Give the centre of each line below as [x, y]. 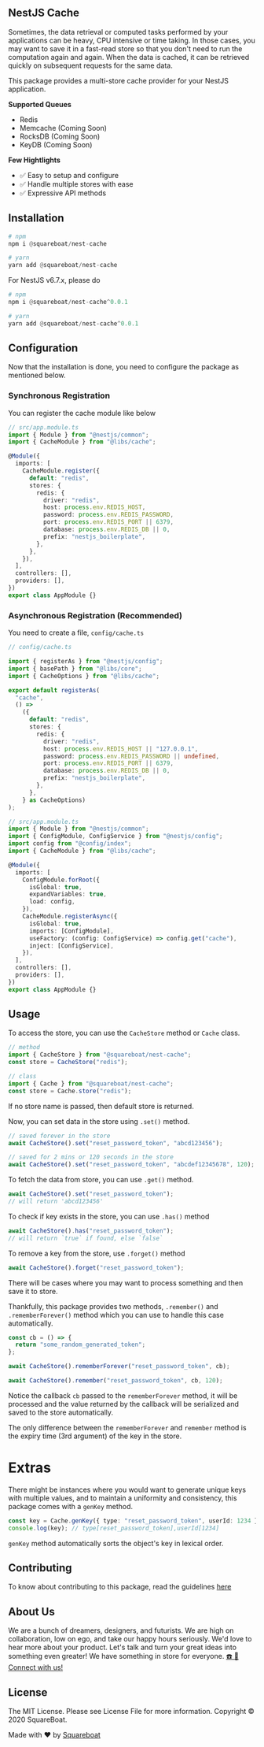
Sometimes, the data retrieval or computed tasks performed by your [118, 32]
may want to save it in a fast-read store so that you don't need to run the [125, 48]
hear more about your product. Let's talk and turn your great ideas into [123, 1647]
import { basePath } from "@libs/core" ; [75, 669]
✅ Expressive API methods [63, 193]
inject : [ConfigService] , [71, 946]
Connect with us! [36, 1667]
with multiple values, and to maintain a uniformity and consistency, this [123, 1498]
